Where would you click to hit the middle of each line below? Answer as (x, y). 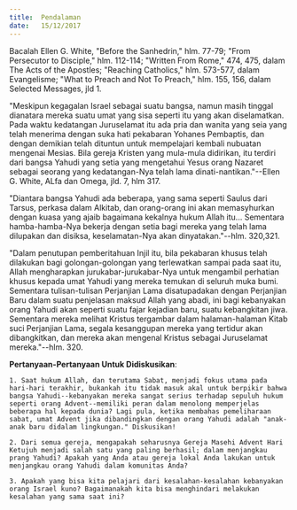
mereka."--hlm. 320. (47, 347)
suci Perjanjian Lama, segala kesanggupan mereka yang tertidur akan (136, 328)
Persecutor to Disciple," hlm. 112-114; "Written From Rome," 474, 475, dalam (147, 60)
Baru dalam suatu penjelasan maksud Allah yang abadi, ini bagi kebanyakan (148, 300)
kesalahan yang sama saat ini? (67, 497)
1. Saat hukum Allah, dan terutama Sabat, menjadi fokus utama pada (138, 380)
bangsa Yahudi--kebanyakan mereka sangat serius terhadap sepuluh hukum (146, 396)
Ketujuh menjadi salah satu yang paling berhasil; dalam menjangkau (138, 450)
